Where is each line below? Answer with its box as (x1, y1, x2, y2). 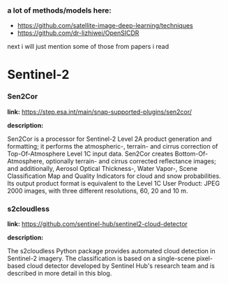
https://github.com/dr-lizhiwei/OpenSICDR (17, 29, 139, 37)
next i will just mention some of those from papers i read (7, 43, 169, 51)
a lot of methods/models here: (7, 6, 112, 15)
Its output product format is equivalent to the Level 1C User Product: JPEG (7, 179, 220, 187)
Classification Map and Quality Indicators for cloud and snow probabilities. (7, 172, 221, 180)
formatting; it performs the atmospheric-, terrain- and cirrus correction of (7, 142, 218, 150)
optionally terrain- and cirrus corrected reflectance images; (45, 156, 216, 165)
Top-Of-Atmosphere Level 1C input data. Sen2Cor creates (7, 149, 174, 158)
